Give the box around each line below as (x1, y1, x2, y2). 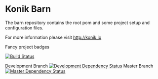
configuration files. (5, 25, 43, 30)
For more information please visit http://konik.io (5, 34, 102, 40)
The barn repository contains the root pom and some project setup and (5, 20, 150, 26)
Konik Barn (5, 3, 51, 15)
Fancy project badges (5, 44, 49, 50)
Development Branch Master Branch (5, 63, 154, 69)
